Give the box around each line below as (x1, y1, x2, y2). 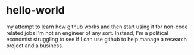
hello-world (6, 4, 65, 17)
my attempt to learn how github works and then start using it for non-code (6, 23, 189, 30)
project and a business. (6, 42, 64, 49)
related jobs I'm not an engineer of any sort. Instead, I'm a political (6, 29, 168, 36)
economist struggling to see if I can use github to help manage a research (6, 35, 187, 43)
